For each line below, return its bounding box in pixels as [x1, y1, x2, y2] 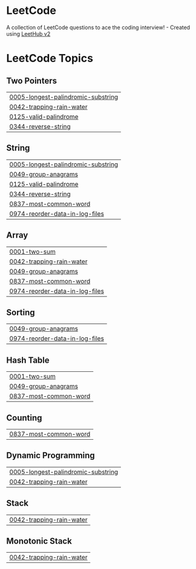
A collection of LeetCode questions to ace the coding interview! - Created [6, 24, 191, 31]
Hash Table [6, 355, 50, 365]
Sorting [6, 307, 35, 317]
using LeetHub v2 [6, 30, 51, 37]
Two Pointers [6, 75, 57, 86]
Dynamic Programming [6, 450, 95, 461]
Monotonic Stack [6, 536, 73, 547]
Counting [6, 412, 42, 423]
